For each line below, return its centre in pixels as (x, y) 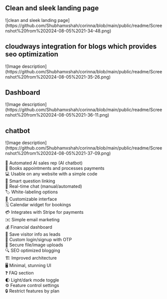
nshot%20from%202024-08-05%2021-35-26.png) (58, 77)
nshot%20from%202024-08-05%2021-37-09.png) (58, 153)
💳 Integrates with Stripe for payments (44, 212)
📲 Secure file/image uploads (34, 245)
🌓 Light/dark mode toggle (32, 280)
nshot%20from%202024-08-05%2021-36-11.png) (57, 115)
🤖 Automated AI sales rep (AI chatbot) (44, 163)
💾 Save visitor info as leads (33, 234)
